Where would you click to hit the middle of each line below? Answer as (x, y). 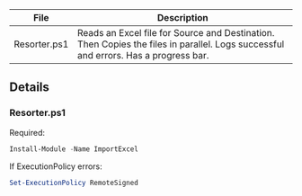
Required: (27, 132)
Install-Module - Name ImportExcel (74, 149)
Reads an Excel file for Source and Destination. (176, 33)
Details (29, 88)
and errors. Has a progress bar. (143, 55)
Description (182, 18)
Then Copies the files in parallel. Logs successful (181, 44)
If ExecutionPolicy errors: (56, 166)
